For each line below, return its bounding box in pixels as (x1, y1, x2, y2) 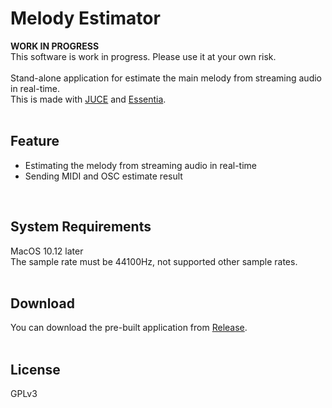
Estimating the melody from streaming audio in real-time (24, 159, 257, 171)
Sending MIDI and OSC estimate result (24, 170, 183, 182)
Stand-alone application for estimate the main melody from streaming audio (10, 72, 322, 84)
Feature (10, 133, 60, 150)
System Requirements (10, 218, 152, 236)
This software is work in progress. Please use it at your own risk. (10, 50, 277, 62)
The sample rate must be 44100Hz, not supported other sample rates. (10, 255, 298, 267)
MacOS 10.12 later (10, 245, 84, 257)
